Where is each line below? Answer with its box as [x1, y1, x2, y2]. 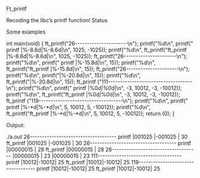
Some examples [6, 28, 46, 35]
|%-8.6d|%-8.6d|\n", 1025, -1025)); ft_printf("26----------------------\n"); [6, 53, 187, 59]
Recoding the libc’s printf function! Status [6, 17, 108, 23]
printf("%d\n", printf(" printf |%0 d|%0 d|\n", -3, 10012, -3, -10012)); [19, 85, 182, 92]
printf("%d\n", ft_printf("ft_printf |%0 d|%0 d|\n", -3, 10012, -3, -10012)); [6, 91, 180, 98]
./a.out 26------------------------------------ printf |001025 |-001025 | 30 [6, 133, 188, 140]
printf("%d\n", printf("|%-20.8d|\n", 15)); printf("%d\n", [6, 72, 141, 79]
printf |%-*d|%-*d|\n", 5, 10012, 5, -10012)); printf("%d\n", [6, 104, 151, 110]
